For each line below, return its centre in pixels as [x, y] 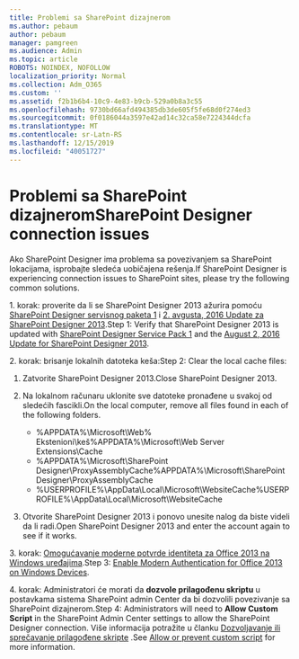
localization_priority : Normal [68, 76]
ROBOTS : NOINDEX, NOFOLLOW [60, 68]
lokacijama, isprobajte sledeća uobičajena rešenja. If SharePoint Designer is [148, 268]
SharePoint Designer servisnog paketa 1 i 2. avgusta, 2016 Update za [137, 315]
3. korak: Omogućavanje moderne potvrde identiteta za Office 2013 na [140, 553]
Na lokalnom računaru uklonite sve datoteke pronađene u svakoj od [147, 396]
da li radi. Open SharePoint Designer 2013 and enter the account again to [156, 526]
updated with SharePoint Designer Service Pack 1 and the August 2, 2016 [145, 334]
